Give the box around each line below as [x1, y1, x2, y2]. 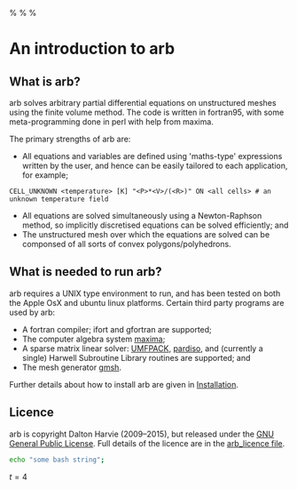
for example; [21, 170, 69, 180]
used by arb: [9, 307, 56, 317]
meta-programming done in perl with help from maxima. [9, 116, 215, 127]
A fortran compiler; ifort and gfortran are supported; [21, 324, 213, 334]
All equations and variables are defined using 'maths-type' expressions [21, 151, 283, 161]
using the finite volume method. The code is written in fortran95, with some [9, 107, 285, 117]
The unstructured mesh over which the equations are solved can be [21, 229, 270, 239]
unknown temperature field [9, 195, 109, 204]
